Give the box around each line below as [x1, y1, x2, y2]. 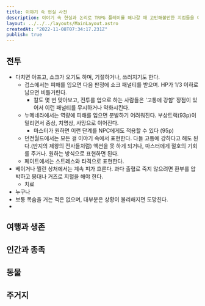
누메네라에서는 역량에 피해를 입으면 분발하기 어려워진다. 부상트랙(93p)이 [24, 111, 196, 119]
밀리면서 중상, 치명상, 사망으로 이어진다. [24, 119, 119, 126]
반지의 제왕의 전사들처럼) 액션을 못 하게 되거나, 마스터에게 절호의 [32, 142, 186, 149]
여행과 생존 [6, 222, 46, 233]
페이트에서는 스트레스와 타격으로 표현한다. [24, 157, 124, 165]
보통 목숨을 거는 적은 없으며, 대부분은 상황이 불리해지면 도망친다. [15, 195, 169, 203]
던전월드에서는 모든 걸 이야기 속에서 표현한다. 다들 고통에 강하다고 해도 [24, 134, 192, 141]
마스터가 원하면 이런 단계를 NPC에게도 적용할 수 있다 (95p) [33, 127, 174, 134]
